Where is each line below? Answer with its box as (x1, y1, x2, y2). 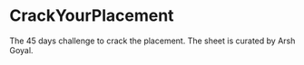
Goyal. (9, 44, 34, 55)
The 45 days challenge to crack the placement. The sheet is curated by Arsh (9, 35, 296, 46)
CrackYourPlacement (9, 5, 174, 26)
